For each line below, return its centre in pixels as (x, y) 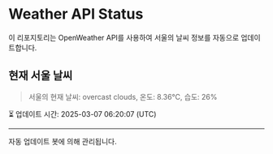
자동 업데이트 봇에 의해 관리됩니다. (63, 141)
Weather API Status (76, 14)
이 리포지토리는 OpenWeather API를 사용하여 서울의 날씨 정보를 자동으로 (124, 37)
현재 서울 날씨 (41, 76)
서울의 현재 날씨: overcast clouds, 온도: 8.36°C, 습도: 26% (123, 96)
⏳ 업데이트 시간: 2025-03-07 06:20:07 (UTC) (82, 113)
